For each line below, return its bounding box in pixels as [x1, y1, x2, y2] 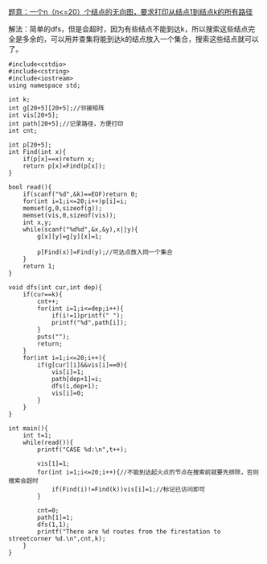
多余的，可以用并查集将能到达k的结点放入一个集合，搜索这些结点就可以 [22, 35, 259, 44]
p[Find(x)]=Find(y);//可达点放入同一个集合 [37, 248, 173, 256]
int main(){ [8, 425, 48, 433]
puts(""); [37, 333, 70, 341]
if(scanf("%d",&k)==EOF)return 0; [23, 190, 138, 198]
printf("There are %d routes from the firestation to [37, 528, 221, 536]
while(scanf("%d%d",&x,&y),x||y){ [23, 226, 138, 234]
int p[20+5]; [8, 141, 52, 149]
